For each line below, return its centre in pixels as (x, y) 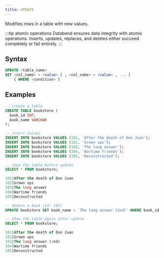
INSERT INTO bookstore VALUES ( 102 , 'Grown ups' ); (58, 143)
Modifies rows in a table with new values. (47, 24)
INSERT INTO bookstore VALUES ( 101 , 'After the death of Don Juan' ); (78, 138)
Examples (20, 95)
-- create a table (24, 106)
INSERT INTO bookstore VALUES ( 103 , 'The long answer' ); (65, 147)
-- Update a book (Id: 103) (34, 205)
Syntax (16, 59)
